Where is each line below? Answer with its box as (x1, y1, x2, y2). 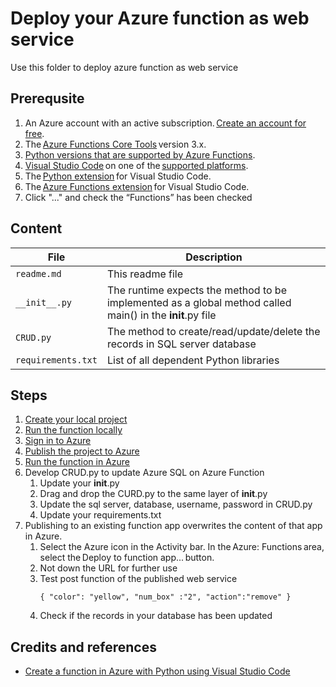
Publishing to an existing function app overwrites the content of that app (24, 520, 323, 532)
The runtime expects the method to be (106, 283, 287, 297)
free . (24, 127, 45, 139)
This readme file (106, 267, 184, 281)
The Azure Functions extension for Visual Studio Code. (24, 180, 250, 192)
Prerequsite (10, 90, 85, 107)
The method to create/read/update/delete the (106, 324, 321, 338)
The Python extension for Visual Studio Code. (24, 170, 212, 182)
